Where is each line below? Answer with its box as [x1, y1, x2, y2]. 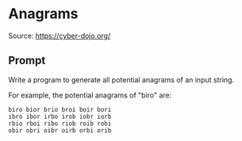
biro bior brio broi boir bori [8, 105, 112, 113]
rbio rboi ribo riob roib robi [8, 120, 112, 128]
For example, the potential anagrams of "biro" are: [8, 90, 172, 100]
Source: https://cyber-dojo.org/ [8, 31, 111, 40]
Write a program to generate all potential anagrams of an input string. [8, 74, 235, 84]
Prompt [8, 54, 46, 67]
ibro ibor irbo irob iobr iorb [8, 112, 112, 120]
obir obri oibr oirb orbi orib [8, 126, 112, 135]
